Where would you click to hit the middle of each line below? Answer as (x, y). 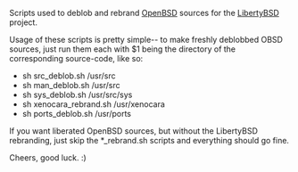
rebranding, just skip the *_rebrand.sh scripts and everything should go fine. (149, 140)
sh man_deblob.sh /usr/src (71, 85)
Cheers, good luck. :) (48, 158)
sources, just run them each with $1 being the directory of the (123, 49)
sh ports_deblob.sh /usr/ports (77, 114)
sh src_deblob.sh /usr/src (69, 76)
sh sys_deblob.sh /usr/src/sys (77, 94)
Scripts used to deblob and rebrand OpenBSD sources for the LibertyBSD (144, 13)
